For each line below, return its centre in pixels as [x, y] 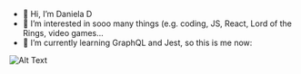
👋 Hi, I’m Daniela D [57, 14]
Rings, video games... [63, 33]
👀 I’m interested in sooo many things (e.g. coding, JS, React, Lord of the [157, 23]
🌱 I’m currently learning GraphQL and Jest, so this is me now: [137, 42]
